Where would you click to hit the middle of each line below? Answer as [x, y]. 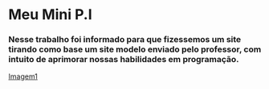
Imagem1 [23, 76]
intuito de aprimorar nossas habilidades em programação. [124, 60]
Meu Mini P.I [50, 15]
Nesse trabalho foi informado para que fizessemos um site [125, 40]
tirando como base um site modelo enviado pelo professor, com [135, 49]
